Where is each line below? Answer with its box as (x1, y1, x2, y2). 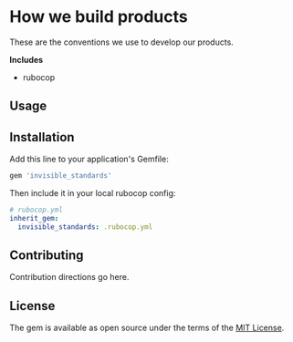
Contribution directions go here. (9, 272, 130, 283)
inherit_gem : (9, 213, 59, 223)
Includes (9, 54, 44, 65)
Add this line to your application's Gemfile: (9, 153, 169, 165)
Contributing (9, 248, 84, 264)
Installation (9, 130, 75, 145)
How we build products (9, 6, 189, 27)
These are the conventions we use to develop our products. (9, 36, 235, 47)
